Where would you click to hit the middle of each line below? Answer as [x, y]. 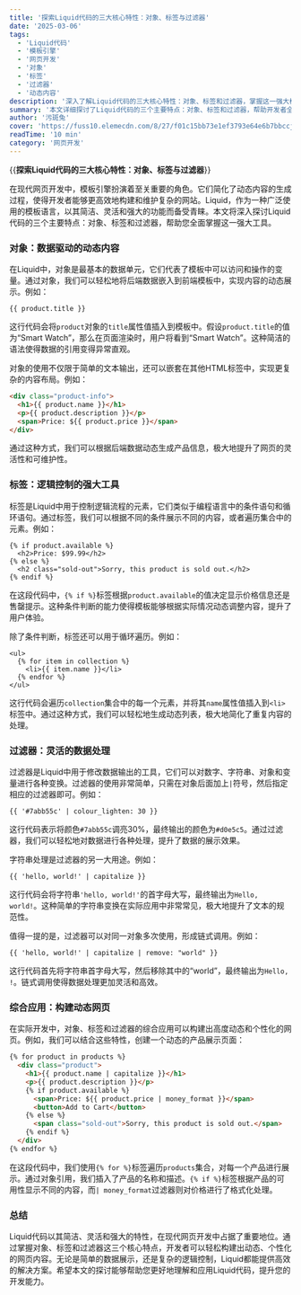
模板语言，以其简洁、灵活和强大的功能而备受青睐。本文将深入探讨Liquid [158, 211]
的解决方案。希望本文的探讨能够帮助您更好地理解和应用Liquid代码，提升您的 [150, 1270]
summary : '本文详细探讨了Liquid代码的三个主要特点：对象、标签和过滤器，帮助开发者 [148, 110]
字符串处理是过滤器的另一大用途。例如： [84, 860]
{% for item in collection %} [73, 661]
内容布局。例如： [56, 379]
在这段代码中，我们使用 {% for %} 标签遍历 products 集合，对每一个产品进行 [146, 1167]
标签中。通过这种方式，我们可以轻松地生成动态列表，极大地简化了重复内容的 [150, 714]
